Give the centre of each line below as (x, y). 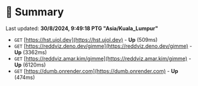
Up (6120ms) (30, 65)
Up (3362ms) (31, 52)
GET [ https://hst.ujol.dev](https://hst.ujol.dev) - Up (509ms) (86, 39)
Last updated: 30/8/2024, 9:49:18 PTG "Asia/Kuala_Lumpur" (82, 28)
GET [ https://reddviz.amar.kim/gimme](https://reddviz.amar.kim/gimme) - (103, 58)
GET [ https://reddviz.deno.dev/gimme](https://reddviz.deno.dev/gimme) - (103, 46)
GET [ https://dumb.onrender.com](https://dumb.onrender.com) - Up (96, 71)
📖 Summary (35, 12)
